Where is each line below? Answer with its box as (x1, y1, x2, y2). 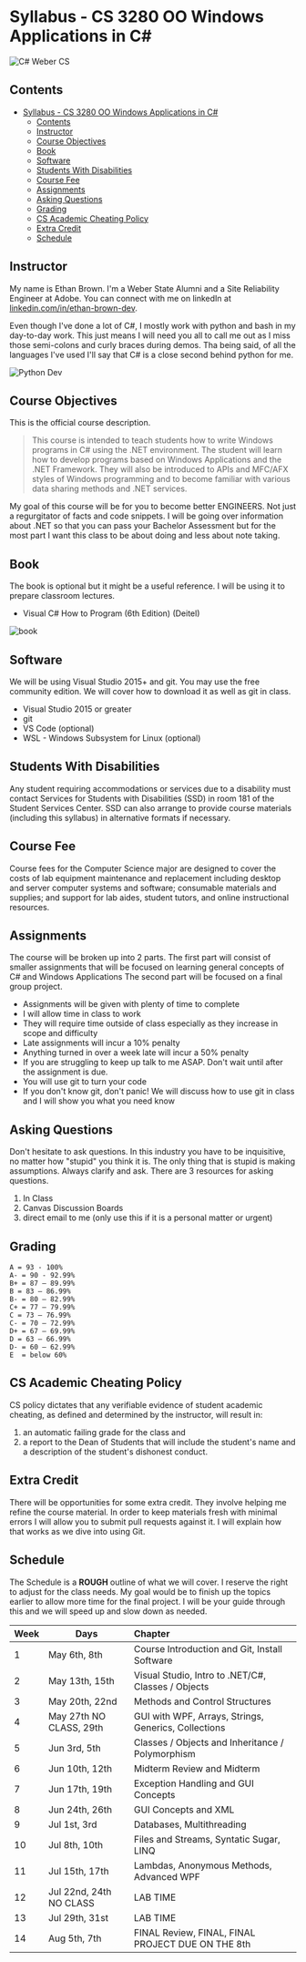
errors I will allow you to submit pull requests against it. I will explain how (9, 1515, 282, 1527)
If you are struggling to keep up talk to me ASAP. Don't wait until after (22, 1057, 284, 1068)
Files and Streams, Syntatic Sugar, (133, 1833, 280, 1845)
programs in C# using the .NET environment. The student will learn (31, 445, 283, 456)
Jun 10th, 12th (48, 1762, 112, 1774)
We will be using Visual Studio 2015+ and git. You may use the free (9, 676, 260, 687)
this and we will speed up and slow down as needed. (9, 1606, 208, 1617)
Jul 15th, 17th (48, 1864, 109, 1877)
